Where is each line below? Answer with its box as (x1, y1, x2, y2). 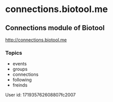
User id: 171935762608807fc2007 (5, 92, 76, 98)
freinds (12, 82, 28, 88)
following (12, 77, 32, 83)
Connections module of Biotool (5, 24, 105, 32)
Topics (5, 49, 23, 56)
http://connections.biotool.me (5, 37, 67, 43)
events (12, 61, 27, 67)
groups (12, 66, 28, 72)
